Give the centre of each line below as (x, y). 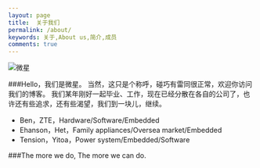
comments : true (33, 45)
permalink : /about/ (40, 30)
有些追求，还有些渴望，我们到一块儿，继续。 (94, 104)
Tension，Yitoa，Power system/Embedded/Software (105, 140)
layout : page (29, 15)
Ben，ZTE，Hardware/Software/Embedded (89, 120)
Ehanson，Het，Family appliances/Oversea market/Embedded (121, 130)
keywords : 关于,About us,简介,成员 (63, 37)
